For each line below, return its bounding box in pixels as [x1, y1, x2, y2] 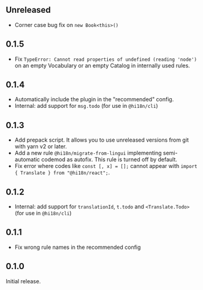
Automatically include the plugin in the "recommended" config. [14, 96, 174, 103]
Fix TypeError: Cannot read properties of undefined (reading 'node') [14, 55, 197, 63]
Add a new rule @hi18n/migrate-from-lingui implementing [14, 150, 162, 157]
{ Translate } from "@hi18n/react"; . [14, 169, 110, 177]
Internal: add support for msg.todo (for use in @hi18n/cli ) [14, 102, 158, 110]
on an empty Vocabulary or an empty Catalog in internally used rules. [14, 61, 191, 69]
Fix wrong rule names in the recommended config [14, 243, 141, 251]
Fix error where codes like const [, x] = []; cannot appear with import [14, 162, 197, 170]
